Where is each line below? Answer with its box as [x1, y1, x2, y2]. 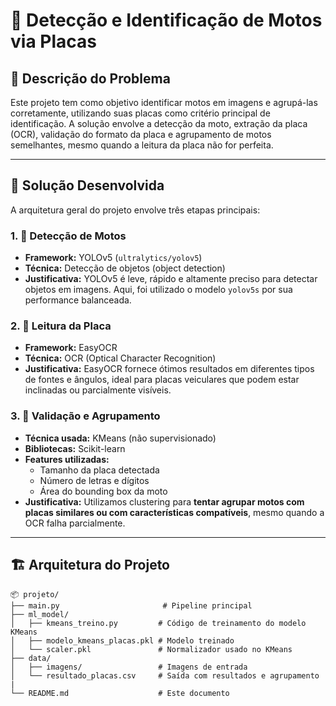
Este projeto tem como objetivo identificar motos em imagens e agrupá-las [10, 97, 318, 108]
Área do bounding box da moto [39, 485, 168, 497]
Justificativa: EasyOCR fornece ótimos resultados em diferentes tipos [24, 363, 315, 375]
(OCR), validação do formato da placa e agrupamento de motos [10, 129, 272, 140]
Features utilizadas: [24, 453, 110, 465]
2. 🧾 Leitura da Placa [10, 319, 112, 333]
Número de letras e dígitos [39, 474, 150, 486]
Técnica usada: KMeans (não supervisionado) [24, 432, 217, 444]
